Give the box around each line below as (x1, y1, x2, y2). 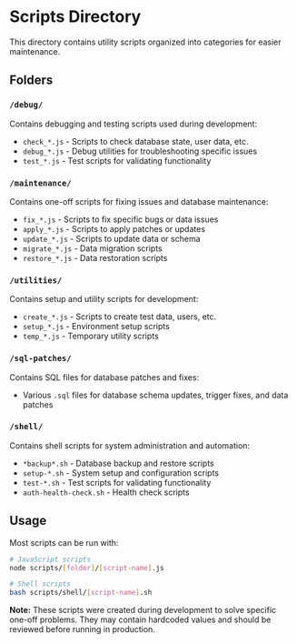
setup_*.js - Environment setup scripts (22, 321, 170, 332)
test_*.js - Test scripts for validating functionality (22, 155, 212, 166)
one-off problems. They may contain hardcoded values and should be (9, 614, 272, 625)
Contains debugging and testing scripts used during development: (9, 118, 257, 129)
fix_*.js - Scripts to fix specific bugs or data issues (22, 214, 219, 225)
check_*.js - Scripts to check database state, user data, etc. (22, 136, 249, 146)
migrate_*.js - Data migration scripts (22, 243, 163, 254)
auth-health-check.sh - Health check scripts (22, 487, 190, 498)
